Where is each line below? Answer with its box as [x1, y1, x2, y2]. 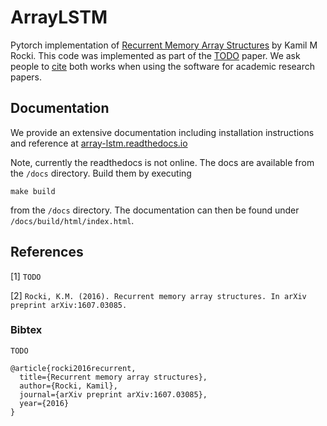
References [10, 244, 84, 261]
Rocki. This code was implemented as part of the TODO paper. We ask [10, 49, 301, 61]
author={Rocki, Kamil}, [19, 381, 118, 391]
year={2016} [19, 398, 70, 408]
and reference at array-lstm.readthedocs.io [10, 137, 188, 149]
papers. [10, 71, 42, 83]
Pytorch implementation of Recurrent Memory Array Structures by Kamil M [10, 39, 318, 51]
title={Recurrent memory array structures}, [19, 372, 208, 382]
